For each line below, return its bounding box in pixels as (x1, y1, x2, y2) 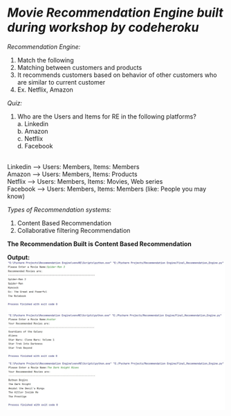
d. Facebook (17, 141, 53, 150)
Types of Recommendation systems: (7, 205, 112, 214)
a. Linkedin (17, 119, 48, 128)
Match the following (17, 55, 74, 64)
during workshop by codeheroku (7, 19, 199, 35)
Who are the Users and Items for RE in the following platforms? (17, 112, 197, 121)
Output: (7, 253, 30, 261)
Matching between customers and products (17, 63, 142, 71)
